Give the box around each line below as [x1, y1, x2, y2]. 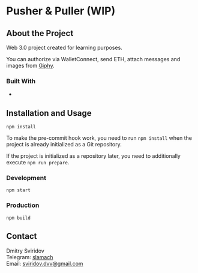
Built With [6, 77, 36, 85]
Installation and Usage [6, 108, 92, 118]
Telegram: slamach [6, 253, 53, 260]
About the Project [6, 28, 74, 38]
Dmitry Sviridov [6, 247, 45, 254]
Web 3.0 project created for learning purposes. [6, 44, 123, 51]
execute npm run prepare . [6, 159, 70, 166]
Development [6, 174, 47, 182]
